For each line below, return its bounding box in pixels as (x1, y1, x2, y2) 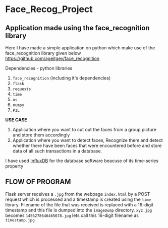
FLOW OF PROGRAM (5, 178, 71, 186)
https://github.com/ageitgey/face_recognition (5, 55, 100, 61)
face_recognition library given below (5, 50, 81, 56)
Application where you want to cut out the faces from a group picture (12, 127, 156, 132)
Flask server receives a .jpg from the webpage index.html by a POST (5, 191, 150, 197)
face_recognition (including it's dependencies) (12, 75, 111, 81)
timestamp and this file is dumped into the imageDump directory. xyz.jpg (5, 207, 152, 213)
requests (12, 87, 31, 92)
